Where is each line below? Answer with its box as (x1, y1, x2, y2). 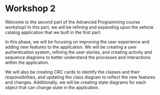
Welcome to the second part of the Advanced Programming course (5, 19, 140, 25)
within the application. (5, 59, 50, 65)
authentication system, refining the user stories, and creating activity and (5, 49, 152, 55)
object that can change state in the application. (5, 84, 100, 90)
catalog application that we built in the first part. (5, 29, 101, 35)
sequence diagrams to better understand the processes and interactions (5, 54, 151, 60)
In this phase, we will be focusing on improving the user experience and (5, 38, 150, 44)
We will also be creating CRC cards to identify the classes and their (5, 69, 140, 75)
